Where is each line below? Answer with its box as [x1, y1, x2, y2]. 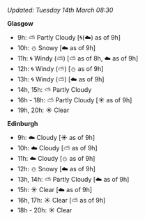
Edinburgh [7, 120, 38, 127]
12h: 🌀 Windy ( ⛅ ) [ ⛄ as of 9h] [17, 65, 104, 72]
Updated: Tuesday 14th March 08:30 [7, 6, 114, 14]
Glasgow [7, 19, 33, 27]
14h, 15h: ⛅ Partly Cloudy [17, 86, 92, 93]
